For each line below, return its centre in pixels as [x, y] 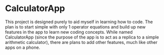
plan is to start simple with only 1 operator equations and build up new [75, 27]
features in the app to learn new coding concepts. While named [69, 32]
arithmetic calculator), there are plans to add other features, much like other [81, 42]
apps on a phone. [23, 47]
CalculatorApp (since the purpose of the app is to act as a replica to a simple [82, 37]
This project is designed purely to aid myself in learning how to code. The [79, 22]
